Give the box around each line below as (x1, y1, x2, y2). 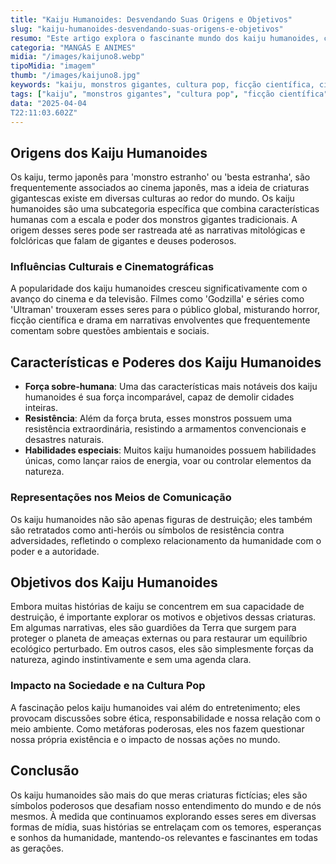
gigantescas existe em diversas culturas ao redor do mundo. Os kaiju (10, 192, 295, 205)
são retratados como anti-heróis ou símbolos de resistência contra (10, 524, 285, 536)
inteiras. (24, 402, 59, 414)
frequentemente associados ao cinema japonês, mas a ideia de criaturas (10, 182, 310, 194)
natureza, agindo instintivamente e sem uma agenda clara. (10, 654, 252, 666)
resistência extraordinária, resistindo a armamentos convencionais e (24, 423, 307, 435)
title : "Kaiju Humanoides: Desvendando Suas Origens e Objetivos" (10, 14, 293, 25)
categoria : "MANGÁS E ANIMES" (10, 42, 137, 53)
